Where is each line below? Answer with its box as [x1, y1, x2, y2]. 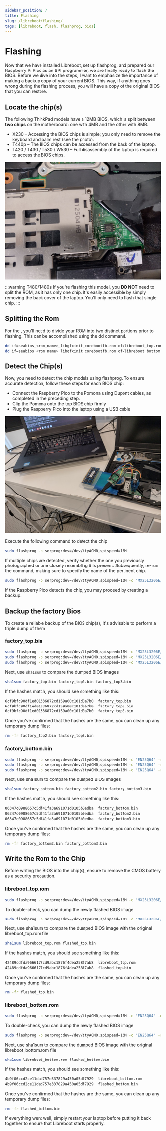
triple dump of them [5, 625, 45, 631]
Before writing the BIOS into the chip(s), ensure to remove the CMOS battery [5, 868, 161, 874]
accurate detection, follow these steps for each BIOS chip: [5, 380, 124, 387]
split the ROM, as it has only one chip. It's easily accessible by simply [5, 289, 146, 295]
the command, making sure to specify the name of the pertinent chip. [5, 568, 147, 574]
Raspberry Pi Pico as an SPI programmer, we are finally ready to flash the [5, 68, 155, 73]
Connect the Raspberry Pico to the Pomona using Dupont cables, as [12, 390, 151, 396]
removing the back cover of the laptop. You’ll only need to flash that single [5, 295, 157, 300]
